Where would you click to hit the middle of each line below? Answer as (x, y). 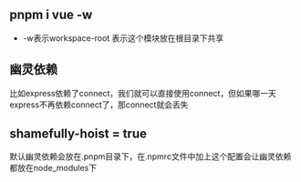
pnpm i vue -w (51, 15)
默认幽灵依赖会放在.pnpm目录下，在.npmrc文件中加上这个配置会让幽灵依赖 (150, 157)
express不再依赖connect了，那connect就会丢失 (99, 105)
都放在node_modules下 (53, 168)
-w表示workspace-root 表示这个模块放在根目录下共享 (123, 38)
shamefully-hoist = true (78, 134)
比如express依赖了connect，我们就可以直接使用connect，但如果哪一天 (143, 93)
